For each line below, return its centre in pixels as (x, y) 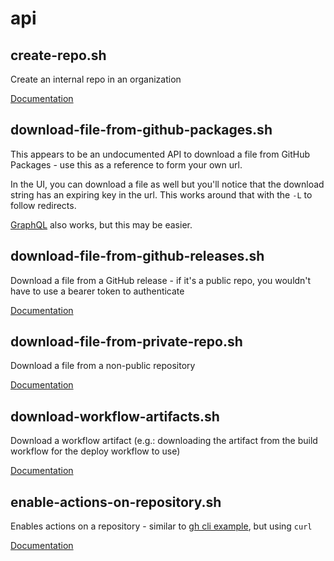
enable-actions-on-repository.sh (116, 502)
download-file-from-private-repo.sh (126, 342)
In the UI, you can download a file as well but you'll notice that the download (167, 184)
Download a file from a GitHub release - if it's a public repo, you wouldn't (161, 280)
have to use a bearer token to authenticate (97, 291)
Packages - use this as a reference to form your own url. (126, 164)
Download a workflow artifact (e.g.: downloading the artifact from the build (164, 441)
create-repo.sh (58, 55)
